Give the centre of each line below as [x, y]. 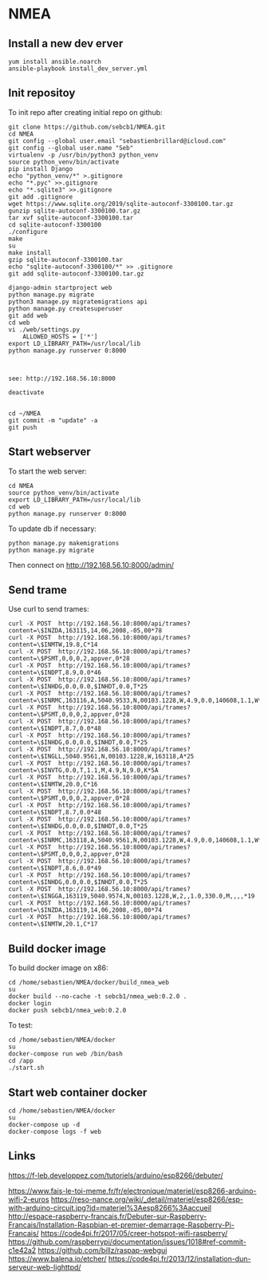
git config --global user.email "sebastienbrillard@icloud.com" [117, 141]
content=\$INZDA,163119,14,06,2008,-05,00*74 [85, 910]
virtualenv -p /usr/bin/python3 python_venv [83, 155]
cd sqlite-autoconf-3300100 [55, 224]
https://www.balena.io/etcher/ [57, 1258]
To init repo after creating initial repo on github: [85, 112]
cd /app [21, 1061]
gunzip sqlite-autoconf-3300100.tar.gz [75, 211]
